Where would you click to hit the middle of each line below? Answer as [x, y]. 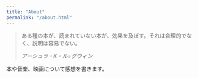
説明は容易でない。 [56, 43]
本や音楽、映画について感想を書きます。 [57, 69]
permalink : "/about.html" [39, 18]
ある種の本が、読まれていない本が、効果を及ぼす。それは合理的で [104, 35]
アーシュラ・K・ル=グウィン [57, 56]
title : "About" [26, 12]
